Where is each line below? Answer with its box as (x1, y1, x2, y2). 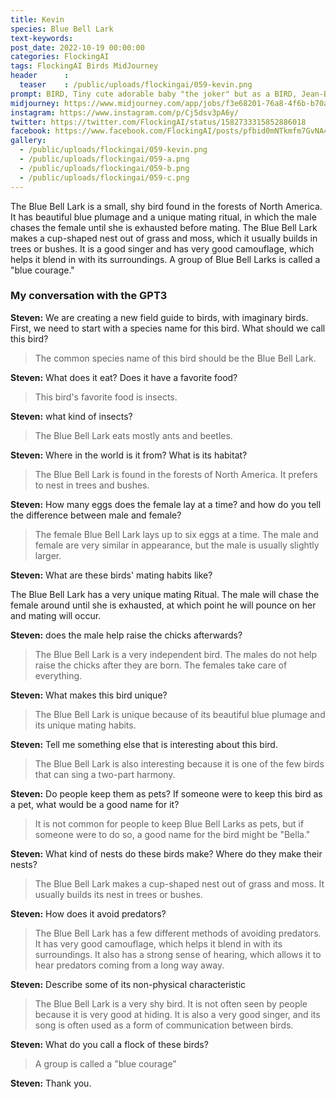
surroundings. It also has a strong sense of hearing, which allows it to (34, 948, 322, 960)
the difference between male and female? (10, 509, 182, 521)
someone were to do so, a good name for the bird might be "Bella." (34, 828, 311, 840)
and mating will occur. (10, 609, 102, 621)
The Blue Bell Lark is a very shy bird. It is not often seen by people (34, 997, 308, 1010)
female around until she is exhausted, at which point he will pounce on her (10, 599, 317, 611)
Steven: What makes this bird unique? (10, 689, 168, 701)
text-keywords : (10, 33, 74, 43)
